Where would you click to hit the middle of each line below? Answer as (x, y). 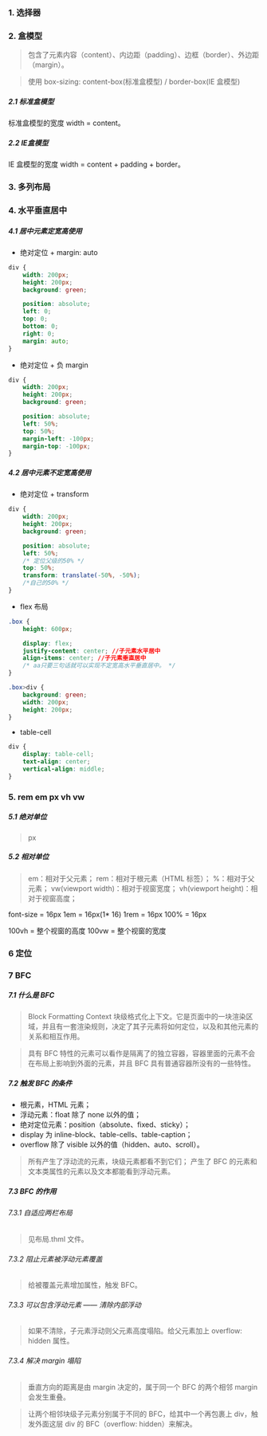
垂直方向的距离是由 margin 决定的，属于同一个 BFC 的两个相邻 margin (142, 1387)
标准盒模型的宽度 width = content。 (67, 123)
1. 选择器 (25, 12)
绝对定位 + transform (54, 494)
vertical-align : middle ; (64, 769)
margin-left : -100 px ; (58, 439)
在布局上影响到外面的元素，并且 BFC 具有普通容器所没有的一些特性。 (141, 1063)
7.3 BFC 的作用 (33, 1191)
